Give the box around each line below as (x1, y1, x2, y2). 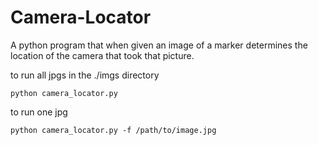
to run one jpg (10, 106, 68, 118)
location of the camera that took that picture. (10, 49, 195, 61)
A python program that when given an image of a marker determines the (10, 39, 308, 51)
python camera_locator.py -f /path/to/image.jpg (10, 125, 217, 135)
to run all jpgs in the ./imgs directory (10, 69, 160, 81)
